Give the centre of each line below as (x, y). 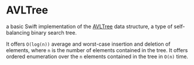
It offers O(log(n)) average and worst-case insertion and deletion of (89, 44)
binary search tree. (54, 32)
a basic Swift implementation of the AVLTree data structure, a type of (89, 26)
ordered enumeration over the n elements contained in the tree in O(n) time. (97, 56)
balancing (18, 32)
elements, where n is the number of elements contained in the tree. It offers (97, 50)
